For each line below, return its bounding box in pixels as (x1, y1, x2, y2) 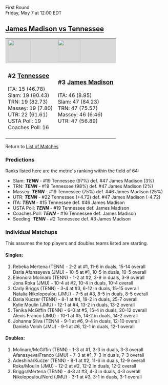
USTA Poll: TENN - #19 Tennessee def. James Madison (12, 205, 130, 211)
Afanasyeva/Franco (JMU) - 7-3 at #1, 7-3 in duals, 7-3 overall (12, 352, 144, 358)
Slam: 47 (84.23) (57, 98, 99, 105)
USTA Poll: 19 (8, 117, 41, 125)
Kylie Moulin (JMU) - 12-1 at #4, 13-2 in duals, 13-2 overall (12, 301, 135, 308)
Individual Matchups (5, 228, 58, 235)
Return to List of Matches (5, 143, 59, 149)
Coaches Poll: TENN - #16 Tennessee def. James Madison (12, 210, 137, 217)
